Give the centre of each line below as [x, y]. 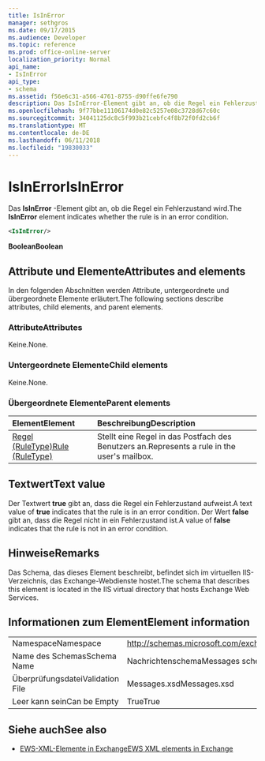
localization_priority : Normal [60, 60]
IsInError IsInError [66, 187]
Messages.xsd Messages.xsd [180, 684]
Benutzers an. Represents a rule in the [167, 446]
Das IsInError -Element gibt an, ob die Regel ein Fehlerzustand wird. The [125, 208]
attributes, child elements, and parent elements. [86, 307]
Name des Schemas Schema [64, 656]
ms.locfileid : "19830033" [50, 148]
